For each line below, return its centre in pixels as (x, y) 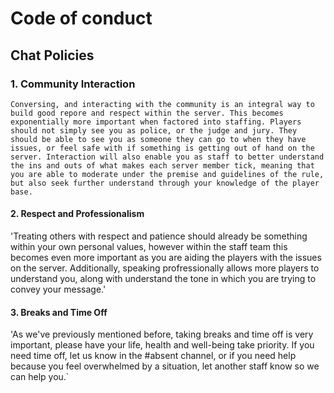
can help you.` (40, 377)
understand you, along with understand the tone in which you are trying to (163, 279)
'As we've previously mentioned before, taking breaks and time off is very (162, 334)
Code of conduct (81, 18)
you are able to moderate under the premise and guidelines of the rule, (167, 174)
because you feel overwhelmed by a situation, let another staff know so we (165, 366)
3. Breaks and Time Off (59, 312)
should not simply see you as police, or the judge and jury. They (154, 130)
